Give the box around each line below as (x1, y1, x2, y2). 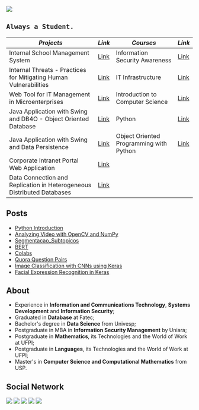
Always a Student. (6, 23, 74, 31)
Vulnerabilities (9, 80, 49, 89)
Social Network (6, 381, 64, 392)
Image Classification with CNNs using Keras (14, 262, 123, 269)
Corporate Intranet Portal (9, 156, 79, 165)
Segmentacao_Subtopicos (14, 236, 79, 244)
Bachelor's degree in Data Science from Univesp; (14, 320, 136, 327)
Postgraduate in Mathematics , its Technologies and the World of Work (14, 333, 188, 340)
